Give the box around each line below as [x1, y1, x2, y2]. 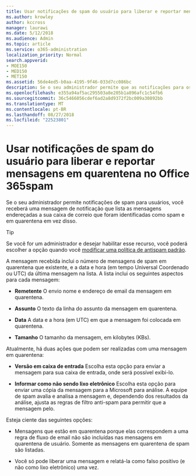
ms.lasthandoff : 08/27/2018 [6, 112, 75, 117]
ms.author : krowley [6, 14, 54, 20]
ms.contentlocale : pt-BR [6, 106, 66, 112]
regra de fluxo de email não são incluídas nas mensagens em [14, 434, 162, 441]
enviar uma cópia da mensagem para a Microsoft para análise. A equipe [14, 387, 188, 394]
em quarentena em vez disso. [6, 217, 77, 225]
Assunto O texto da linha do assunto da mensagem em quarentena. [14, 305, 178, 312]
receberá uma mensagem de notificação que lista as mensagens [6, 205, 162, 212]
